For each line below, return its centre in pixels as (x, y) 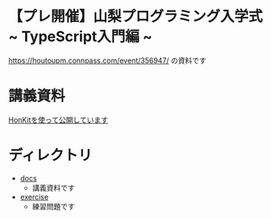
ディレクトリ (50, 156)
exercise (34, 196)
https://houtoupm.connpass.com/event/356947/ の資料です (108, 60)
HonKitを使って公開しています (58, 120)
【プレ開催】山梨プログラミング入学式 (136, 17)
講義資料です (53, 188)
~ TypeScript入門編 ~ (81, 37)
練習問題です (53, 206)
